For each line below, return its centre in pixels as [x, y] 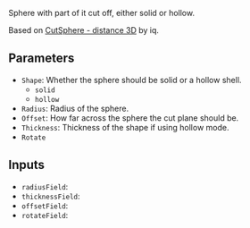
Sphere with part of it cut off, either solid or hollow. [102, 13]
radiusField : [45, 186]
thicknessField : [51, 196]
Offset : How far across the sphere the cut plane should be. [130, 118]
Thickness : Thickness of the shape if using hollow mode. [125, 127]
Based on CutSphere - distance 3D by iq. [84, 30]
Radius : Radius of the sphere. [75, 108]
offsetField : [45, 206]
